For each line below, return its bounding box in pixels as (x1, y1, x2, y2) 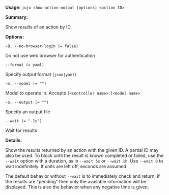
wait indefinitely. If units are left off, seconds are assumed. (5, 164, 128, 169)
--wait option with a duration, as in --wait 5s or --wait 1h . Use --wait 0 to (5, 158, 163, 164)
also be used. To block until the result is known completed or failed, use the (5, 152, 164, 158)
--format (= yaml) (5, 62, 44, 68)
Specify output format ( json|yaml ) (5, 71, 76, 77)
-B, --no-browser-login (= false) (5, 44, 79, 49)
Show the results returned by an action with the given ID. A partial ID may (5, 147, 159, 153)
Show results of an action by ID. (5, 24, 72, 30)
